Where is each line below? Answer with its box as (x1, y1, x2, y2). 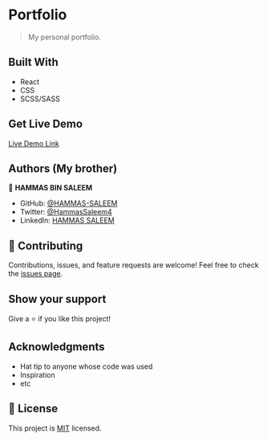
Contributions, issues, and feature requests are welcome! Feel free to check (8, 260, 259, 270)
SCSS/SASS (19, 94, 60, 104)
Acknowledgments (8, 340, 106, 354)
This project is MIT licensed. (8, 423, 102, 433)
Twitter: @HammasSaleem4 (19, 207, 112, 217)
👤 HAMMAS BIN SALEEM (8, 183, 93, 193)
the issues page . (8, 269, 63, 279)
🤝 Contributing (8, 239, 83, 252)
